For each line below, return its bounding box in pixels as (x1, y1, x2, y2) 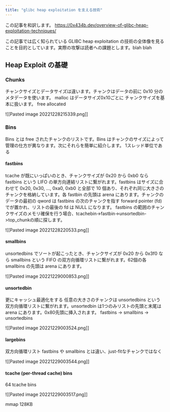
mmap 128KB (5, 401, 33, 407)
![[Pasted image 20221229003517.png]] (5, 391, 88, 397)
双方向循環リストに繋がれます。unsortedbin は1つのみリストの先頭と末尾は (5, 303, 162, 309)
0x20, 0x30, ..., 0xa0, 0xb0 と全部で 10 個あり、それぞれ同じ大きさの (19, 185, 164, 191)
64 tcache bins (5, 381, 37, 388)
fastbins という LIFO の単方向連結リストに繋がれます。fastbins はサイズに (5, 178, 159, 185)
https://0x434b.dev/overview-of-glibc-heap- (55, 22, 149, 28)
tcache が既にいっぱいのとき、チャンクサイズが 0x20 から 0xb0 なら (5, 172, 149, 178)
